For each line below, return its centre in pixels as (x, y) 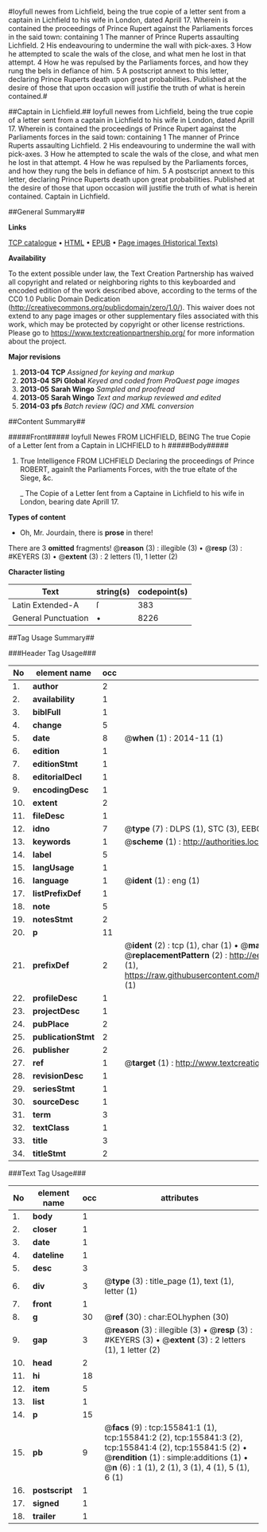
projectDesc (56, 1011)
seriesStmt (54, 1089)
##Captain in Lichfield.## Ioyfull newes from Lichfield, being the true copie (131, 112)
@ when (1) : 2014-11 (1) (174, 738)
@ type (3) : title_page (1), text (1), (169, 1281)
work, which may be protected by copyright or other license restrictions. (126, 324)
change (47, 725)
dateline (48, 1255)
